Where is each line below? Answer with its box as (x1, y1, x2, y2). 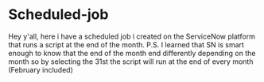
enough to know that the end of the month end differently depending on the (8, 48, 256, 58)
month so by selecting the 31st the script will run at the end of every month (8, 57, 254, 66)
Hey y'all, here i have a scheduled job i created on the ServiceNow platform (8, 32, 256, 41)
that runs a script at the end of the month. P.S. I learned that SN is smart (8, 39, 245, 49)
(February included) (8, 65, 73, 74)
